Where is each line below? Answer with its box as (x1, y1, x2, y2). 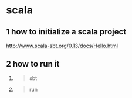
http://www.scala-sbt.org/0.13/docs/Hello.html (6, 42, 119, 49)
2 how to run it (6, 59, 60, 69)
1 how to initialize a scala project (6, 27, 127, 37)
